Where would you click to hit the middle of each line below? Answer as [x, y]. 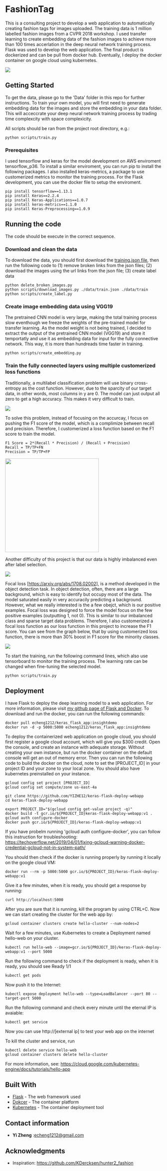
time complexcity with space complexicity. [49, 119]
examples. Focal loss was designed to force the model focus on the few [79, 610]
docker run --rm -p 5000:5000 [37, 871]
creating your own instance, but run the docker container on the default [79, 752]
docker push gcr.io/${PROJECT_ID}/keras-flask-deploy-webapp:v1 [73, 822]
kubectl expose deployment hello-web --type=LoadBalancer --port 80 [78, 994]
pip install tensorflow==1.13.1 [39, 192]
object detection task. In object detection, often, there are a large [72, 589]
